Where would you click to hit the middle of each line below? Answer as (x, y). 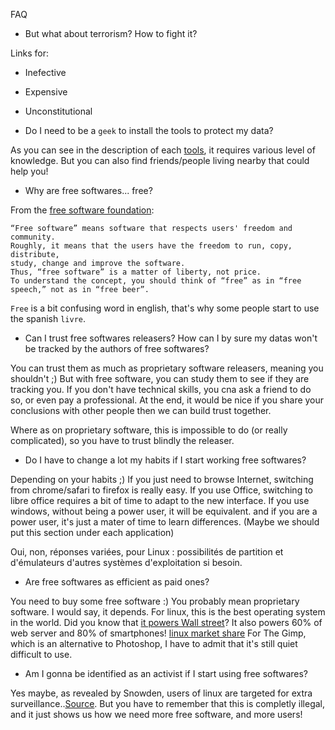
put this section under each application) (92, 532)
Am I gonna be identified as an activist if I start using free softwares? (166, 673)
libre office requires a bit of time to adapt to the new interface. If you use (160, 500)
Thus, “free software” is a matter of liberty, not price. (136, 272)
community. (33, 237)
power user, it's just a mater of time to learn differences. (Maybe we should (165, 522)
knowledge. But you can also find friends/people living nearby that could (160, 160)
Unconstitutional (58, 111)
